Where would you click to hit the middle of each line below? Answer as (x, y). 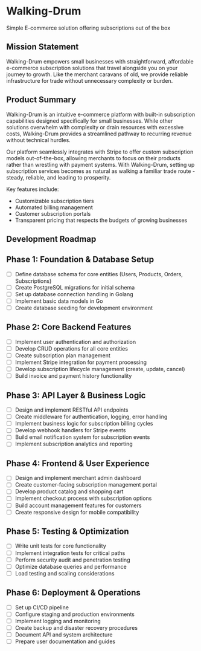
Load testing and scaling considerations (65, 573)
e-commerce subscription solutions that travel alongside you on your (92, 68)
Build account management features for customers (78, 505)
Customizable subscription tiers (55, 201)
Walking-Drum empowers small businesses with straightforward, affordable (100, 61)
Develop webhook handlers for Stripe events (70, 430)
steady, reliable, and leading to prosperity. (59, 177)
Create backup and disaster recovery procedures (76, 627)
